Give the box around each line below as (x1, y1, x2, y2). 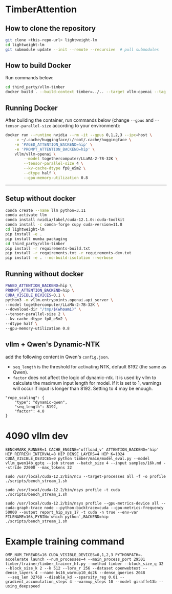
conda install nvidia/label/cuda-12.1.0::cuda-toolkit (5, 217, 125, 223)
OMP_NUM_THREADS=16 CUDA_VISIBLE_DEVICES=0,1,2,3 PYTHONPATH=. (5, 553, 143, 558)
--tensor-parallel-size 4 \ (24, 161, 83, 166)
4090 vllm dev (5, 430, 69, 442)
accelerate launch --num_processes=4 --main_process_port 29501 (5, 557, 145, 562)
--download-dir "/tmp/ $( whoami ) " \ (5, 307, 81, 312)
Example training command (5, 536, 124, 547)
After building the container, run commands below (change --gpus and (5, 117, 154, 123)
